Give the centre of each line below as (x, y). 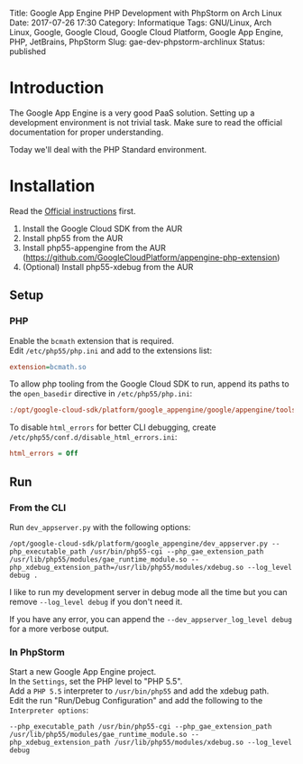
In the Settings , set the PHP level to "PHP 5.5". (96, 682)
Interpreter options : (49, 710)
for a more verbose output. (60, 629)
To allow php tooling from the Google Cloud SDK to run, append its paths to (150, 384)
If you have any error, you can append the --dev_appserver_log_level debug (151, 619)
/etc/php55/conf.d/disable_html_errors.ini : (93, 437)
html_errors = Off (44, 454)
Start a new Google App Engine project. (83, 672)
